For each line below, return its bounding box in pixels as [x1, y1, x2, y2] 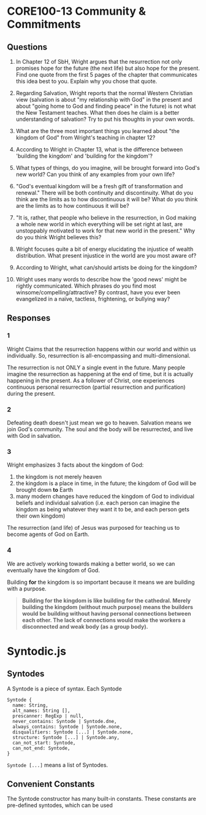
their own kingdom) [15, 512, 66, 519]
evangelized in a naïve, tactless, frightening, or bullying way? [15, 296, 170, 302]
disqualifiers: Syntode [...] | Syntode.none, [12, 729, 134, 735]
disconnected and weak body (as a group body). [21, 622, 148, 630]
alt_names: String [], [12, 707, 71, 714]
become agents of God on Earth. [7, 530, 90, 538]
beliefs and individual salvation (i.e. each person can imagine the [15, 499, 180, 507]
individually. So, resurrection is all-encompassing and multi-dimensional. [7, 351, 191, 359]
